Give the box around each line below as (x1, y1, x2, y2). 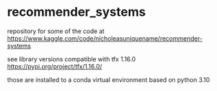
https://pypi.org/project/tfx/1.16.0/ (7, 62, 103, 70)
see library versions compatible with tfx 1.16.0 (7, 54, 136, 63)
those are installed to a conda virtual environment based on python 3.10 (7, 75, 210, 83)
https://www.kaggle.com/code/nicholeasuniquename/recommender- (7, 34, 203, 42)
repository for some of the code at (7, 27, 105, 35)
